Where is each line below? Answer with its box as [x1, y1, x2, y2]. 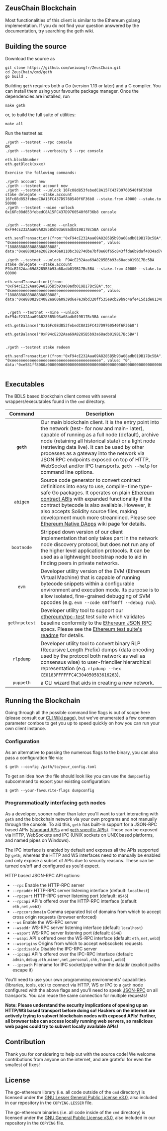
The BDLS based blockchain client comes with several [5, 393, 116, 399]
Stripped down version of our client [40, 529, 123, 536]
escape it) [12, 967, 33, 973]
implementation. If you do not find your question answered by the [5, 22, 139, 28]
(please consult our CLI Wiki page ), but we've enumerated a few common [5, 715, 156, 721]
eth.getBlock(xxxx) [5, 162, 46, 167]
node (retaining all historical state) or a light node [40, 437, 156, 444]
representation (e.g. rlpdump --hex [40, 665, 121, 672]
